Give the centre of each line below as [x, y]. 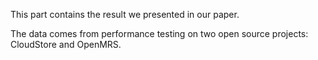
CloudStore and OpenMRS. [66, 44]
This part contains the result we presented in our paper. [125, 14]
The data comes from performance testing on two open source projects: [159, 33]
